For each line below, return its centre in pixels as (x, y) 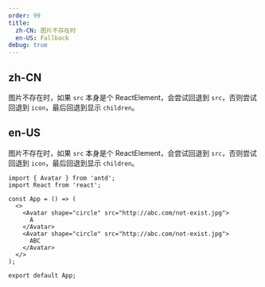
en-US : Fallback (42, 38)
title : (19, 23)
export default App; (43, 275)
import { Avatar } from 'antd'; (62, 178)
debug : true (28, 45)
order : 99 (25, 16)
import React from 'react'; (55, 185)
